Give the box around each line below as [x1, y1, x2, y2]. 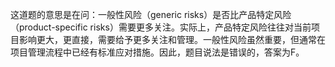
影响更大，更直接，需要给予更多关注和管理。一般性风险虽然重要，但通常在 [18, 34, 326, 45]
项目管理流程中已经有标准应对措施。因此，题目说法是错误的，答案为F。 [10, 46, 305, 58]
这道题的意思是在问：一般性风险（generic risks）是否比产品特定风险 [10, 9, 292, 20]
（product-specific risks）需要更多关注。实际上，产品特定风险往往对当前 [10, 21, 312, 33]
